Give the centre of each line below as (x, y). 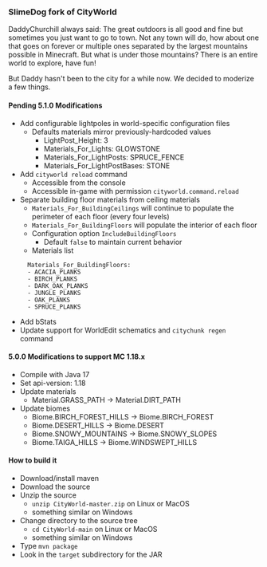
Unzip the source (48, 495)
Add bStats (38, 321)
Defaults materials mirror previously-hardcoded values (121, 132)
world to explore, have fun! (53, 63)
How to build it (33, 460)
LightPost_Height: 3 (76, 140)
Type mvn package (49, 545)
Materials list (53, 250)
